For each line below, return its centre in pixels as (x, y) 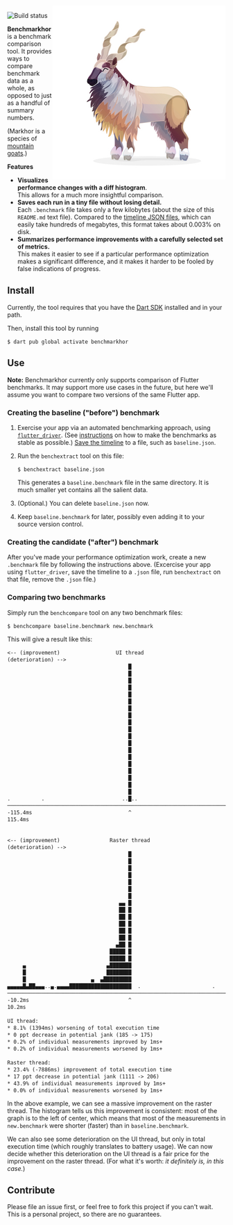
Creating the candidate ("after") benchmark (83, 542)
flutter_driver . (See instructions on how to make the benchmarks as (117, 435)
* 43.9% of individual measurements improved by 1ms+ (87, 1083)
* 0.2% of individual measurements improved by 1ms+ (85, 1042)
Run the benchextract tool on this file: (71, 456)
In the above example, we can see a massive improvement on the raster (110, 1103)
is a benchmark (29, 36)
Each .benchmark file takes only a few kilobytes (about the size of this (116, 209)
